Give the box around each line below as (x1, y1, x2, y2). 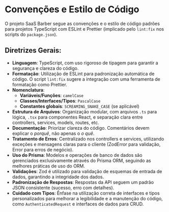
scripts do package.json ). (5, 31, 58, 37)
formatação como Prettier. (12, 81, 67, 87)
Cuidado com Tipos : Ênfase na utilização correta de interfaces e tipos (12, 190, 160, 196)
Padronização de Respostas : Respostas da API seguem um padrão (12, 179, 154, 185)
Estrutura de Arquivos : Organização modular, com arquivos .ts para (12, 108, 157, 114)
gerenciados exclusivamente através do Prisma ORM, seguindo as (12, 157, 151, 163)
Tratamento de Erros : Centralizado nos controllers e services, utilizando (12, 135, 164, 142)
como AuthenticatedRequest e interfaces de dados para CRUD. (12, 201, 144, 207)
